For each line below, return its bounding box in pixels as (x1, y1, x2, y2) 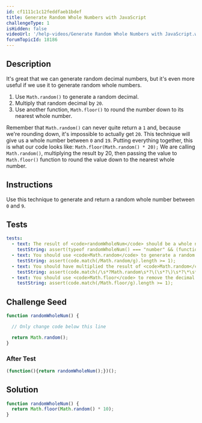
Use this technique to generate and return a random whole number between (6, 196, 195, 203)
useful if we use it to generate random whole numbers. (6, 81, 142, 88)
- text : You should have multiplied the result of (11, 263, 141, 270)
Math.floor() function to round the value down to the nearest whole (6, 156, 175, 163)
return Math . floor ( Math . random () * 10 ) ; (11, 406, 114, 412)
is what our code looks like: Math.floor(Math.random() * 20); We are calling (6, 143, 195, 150)
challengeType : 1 (6, 20, 50, 26)
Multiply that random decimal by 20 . (14, 99, 103, 107)
